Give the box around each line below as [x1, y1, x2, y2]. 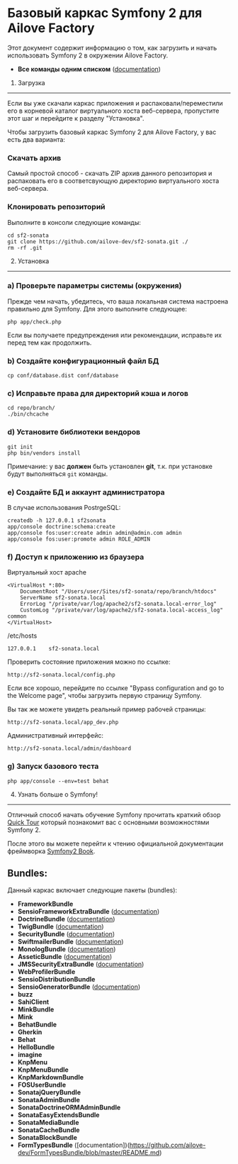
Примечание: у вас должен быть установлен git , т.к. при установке [7, 462, 212, 470]
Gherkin [17, 1028, 42, 1036]
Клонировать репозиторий [7, 202, 106, 212]
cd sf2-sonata [7, 232, 50, 239]
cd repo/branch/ [7, 404, 55, 412]
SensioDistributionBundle [17, 975, 96, 984]
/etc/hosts [7, 631, 38, 640]
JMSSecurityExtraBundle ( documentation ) [17, 960, 144, 969]
